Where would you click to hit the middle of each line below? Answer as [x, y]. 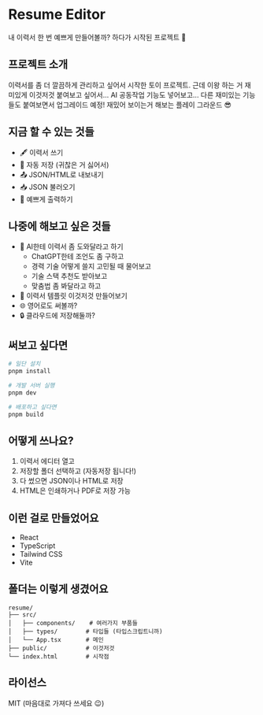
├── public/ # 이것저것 [61, 648]
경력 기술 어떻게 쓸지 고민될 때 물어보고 [91, 266]
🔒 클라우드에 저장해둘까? [57, 316]
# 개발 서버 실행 [31, 385]
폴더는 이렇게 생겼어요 [58, 589]
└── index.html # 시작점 [59, 656]
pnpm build [26, 414]
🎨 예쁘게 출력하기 [46, 199]
